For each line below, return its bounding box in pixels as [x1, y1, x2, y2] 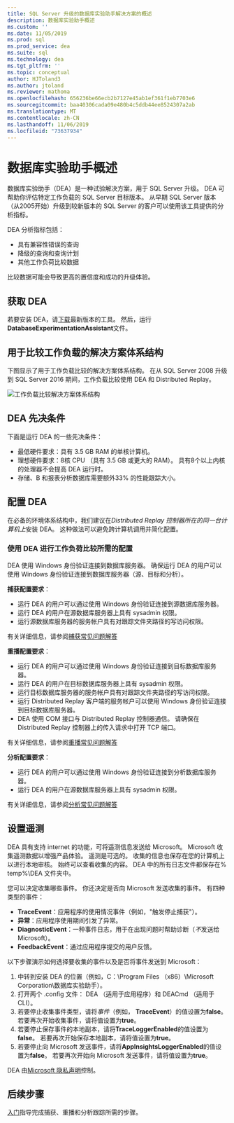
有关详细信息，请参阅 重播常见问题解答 [7, 738, 117, 746]
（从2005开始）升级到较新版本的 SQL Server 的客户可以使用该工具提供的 [7, 202, 218, 210]
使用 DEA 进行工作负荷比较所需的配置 [7, 544, 133, 553]
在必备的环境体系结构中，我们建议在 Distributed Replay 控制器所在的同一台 [7, 516, 221, 524]
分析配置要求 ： [7, 752, 50, 761]
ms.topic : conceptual [7, 69, 71, 76]
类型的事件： [7, 893, 44, 901]
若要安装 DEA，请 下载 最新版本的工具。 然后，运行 [7, 315, 152, 324]
